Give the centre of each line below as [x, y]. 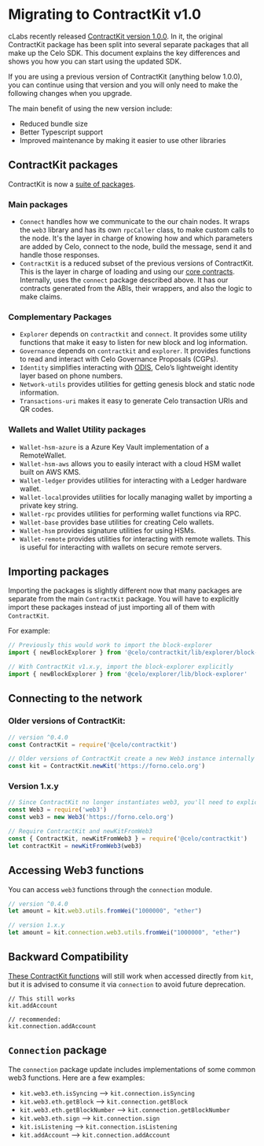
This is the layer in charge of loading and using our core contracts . [127, 272]
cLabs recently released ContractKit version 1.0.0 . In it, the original [115, 36]
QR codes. [36, 410]
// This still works [42, 999]
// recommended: [35, 1019]
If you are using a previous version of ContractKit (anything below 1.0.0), [125, 76]
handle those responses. [59, 255]
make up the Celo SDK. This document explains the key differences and [124, 53]
